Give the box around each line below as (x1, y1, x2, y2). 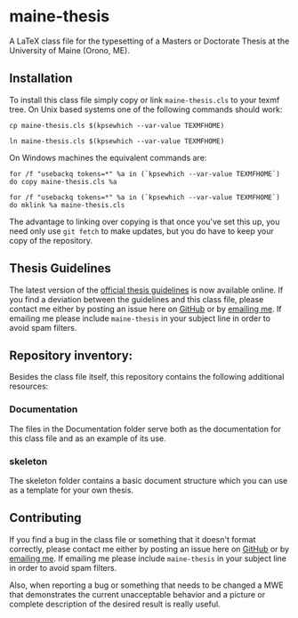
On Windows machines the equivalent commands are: (9, 152, 207, 163)
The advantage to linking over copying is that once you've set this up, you (9, 216, 280, 227)
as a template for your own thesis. (9, 485, 134, 495)
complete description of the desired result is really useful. (9, 598, 221, 609)
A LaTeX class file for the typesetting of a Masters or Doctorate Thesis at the (9, 36, 290, 46)
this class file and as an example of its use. (9, 433, 166, 444)
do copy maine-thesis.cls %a (9, 177, 117, 186)
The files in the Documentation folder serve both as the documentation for (9, 423, 282, 434)
